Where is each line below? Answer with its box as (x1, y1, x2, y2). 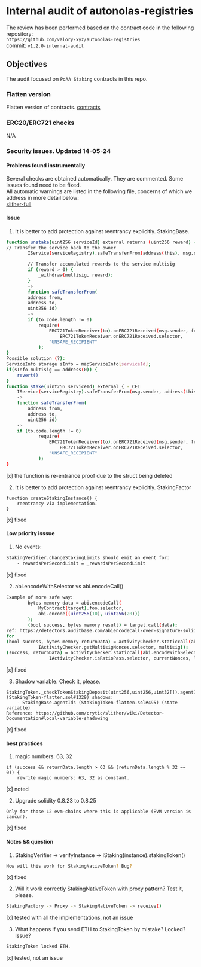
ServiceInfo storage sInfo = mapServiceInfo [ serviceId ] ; (6, 361, 151, 367)
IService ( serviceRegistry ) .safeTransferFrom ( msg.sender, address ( (17, 389, 186, 395)
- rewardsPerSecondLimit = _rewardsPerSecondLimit (17, 560, 146, 566)
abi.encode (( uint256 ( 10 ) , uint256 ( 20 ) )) (38, 611, 141, 617)
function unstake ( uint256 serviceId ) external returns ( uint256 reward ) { (6, 239, 197, 245)
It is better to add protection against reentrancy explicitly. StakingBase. (14, 227, 190, 234)
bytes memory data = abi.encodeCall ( (28, 600, 121, 606)
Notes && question (6, 838, 54, 845)
